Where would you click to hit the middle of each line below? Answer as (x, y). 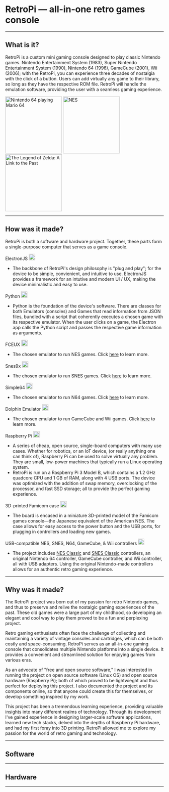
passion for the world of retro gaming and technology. (61, 733)
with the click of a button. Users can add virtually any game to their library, (82, 78)
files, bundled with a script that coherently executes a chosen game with (88, 317)
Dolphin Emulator (23, 409)
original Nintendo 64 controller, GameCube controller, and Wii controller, (87, 558)
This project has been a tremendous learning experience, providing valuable (84, 707)
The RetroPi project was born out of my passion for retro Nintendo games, (82, 602)
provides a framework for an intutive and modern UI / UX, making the (84, 279)
